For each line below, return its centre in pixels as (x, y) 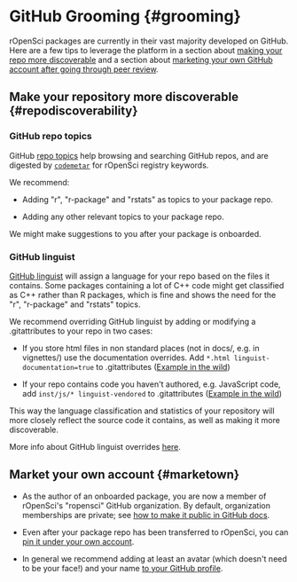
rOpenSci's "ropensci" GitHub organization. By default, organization (146, 505)
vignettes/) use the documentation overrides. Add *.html (126, 358)
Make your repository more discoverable (124, 97)
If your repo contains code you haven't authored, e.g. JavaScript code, (151, 384)
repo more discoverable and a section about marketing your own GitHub (141, 59)
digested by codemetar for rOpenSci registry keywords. (109, 165)
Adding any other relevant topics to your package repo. (123, 216)
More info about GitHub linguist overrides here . (95, 446)
